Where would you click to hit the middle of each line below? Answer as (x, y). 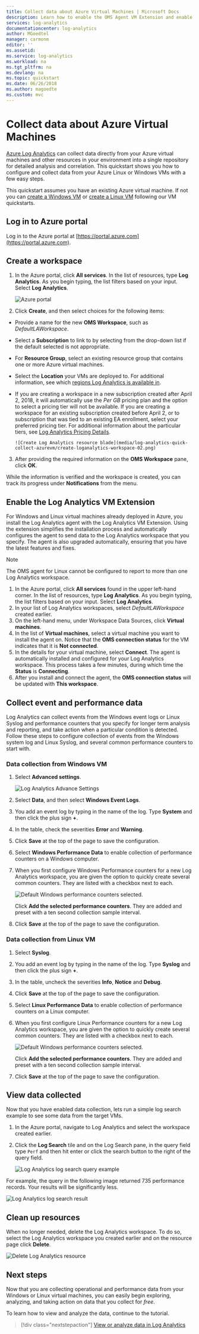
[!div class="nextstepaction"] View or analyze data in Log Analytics (103, 1324)
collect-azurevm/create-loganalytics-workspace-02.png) (85, 448)
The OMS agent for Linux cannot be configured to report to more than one (97, 571)
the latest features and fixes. (41, 548)
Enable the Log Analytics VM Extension (80, 502)
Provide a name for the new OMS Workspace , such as (81, 323)
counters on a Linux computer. (52, 1011)
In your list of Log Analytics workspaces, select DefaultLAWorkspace (99, 608)
